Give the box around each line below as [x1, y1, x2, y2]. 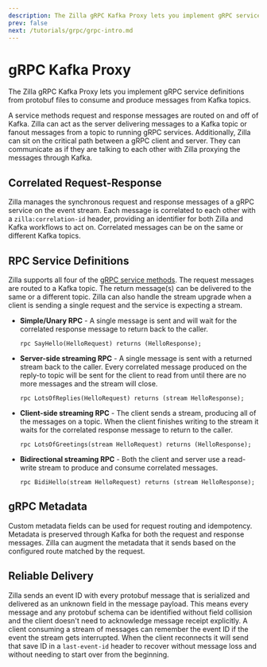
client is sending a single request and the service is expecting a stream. [8, 300, 243, 310]
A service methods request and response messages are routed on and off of [8, 111, 259, 120]
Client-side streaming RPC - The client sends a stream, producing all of [19, 408, 257, 417]
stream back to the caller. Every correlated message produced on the [19, 362, 248, 371]
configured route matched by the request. [8, 546, 145, 556]
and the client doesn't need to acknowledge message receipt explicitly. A [8, 615, 248, 625]
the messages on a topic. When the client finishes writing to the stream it [19, 417, 259, 426]
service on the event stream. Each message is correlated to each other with [8, 206, 256, 215]
